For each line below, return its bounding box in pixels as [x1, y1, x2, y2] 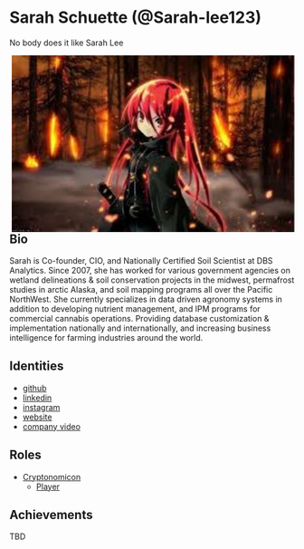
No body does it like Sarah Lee [9, 37, 124, 48]
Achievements [9, 506, 93, 523]
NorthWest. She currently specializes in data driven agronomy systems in [9, 294, 283, 304]
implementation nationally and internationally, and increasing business [9, 323, 271, 333]
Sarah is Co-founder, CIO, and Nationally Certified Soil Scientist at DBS [9, 255, 273, 265]
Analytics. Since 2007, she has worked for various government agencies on [9, 265, 291, 275]
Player [35, 481, 61, 492]
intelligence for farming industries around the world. [9, 332, 204, 342]
